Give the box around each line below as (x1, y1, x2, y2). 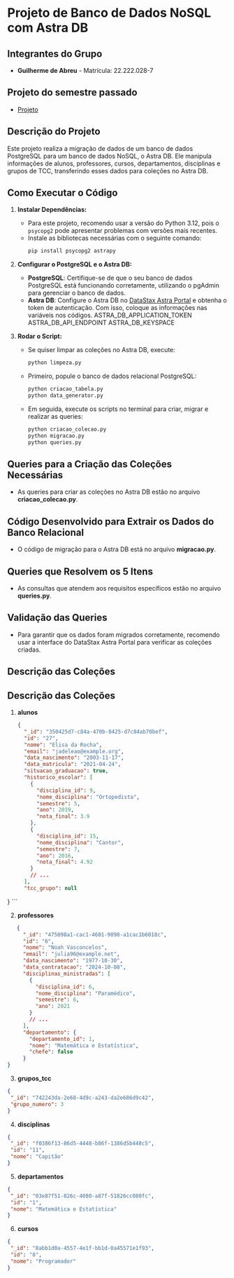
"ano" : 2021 (35, 1003, 71, 1010)
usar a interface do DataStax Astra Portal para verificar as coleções (17, 638, 212, 646)
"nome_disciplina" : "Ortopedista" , (36, 793, 140, 800)
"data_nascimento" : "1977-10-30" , (22, 957, 124, 964)
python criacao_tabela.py (27, 386, 103, 393)
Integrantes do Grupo (7, 48, 103, 60)
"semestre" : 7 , (36, 845, 81, 853)
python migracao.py (27, 432, 85, 439)
